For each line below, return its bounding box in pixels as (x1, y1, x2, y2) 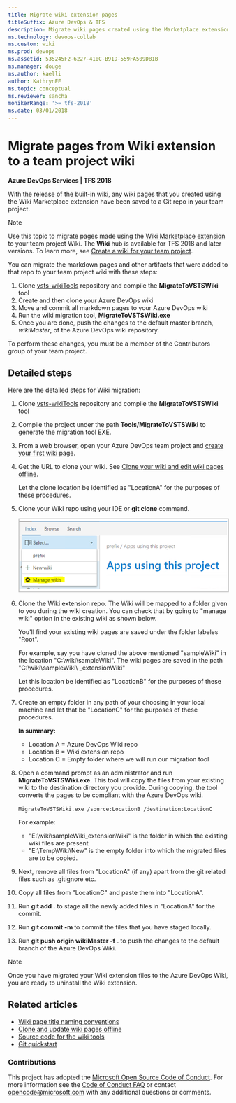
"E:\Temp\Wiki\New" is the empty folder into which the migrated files (28, 846, 226, 855)
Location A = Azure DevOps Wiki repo (28, 740, 138, 748)
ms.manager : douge (8, 63, 61, 70)
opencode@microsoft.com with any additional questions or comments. (8, 1088, 212, 1097)
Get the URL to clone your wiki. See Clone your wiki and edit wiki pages (17, 462, 224, 470)
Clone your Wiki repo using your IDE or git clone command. (17, 504, 190, 512)
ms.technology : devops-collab (8, 34, 96, 41)
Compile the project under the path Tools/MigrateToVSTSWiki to (17, 420, 206, 428)
